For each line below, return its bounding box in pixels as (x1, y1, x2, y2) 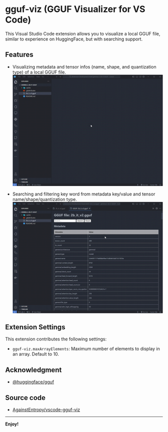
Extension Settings (5, 322, 65, 331)
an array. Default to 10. (12, 351, 59, 357)
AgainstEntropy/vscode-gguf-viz (12, 406, 80, 413)
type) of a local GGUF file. (12, 69, 66, 75)
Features (5, 50, 33, 59)
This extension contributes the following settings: (5, 336, 106, 342)
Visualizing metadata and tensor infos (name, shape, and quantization (12, 63, 156, 69)
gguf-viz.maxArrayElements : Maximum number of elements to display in (12, 346, 160, 352)
